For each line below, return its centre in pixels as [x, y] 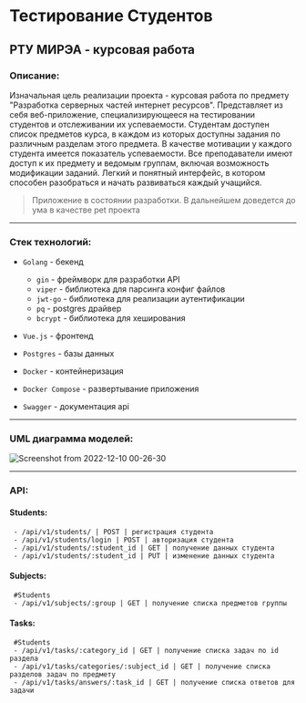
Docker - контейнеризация [73, 371]
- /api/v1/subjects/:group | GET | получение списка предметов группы [150, 603]
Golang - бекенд [53, 262]
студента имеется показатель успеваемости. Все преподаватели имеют [151, 153]
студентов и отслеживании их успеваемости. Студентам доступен [140, 124]
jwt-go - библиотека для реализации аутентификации [141, 299]
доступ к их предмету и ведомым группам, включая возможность [139, 163]
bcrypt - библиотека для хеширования [111, 318]
